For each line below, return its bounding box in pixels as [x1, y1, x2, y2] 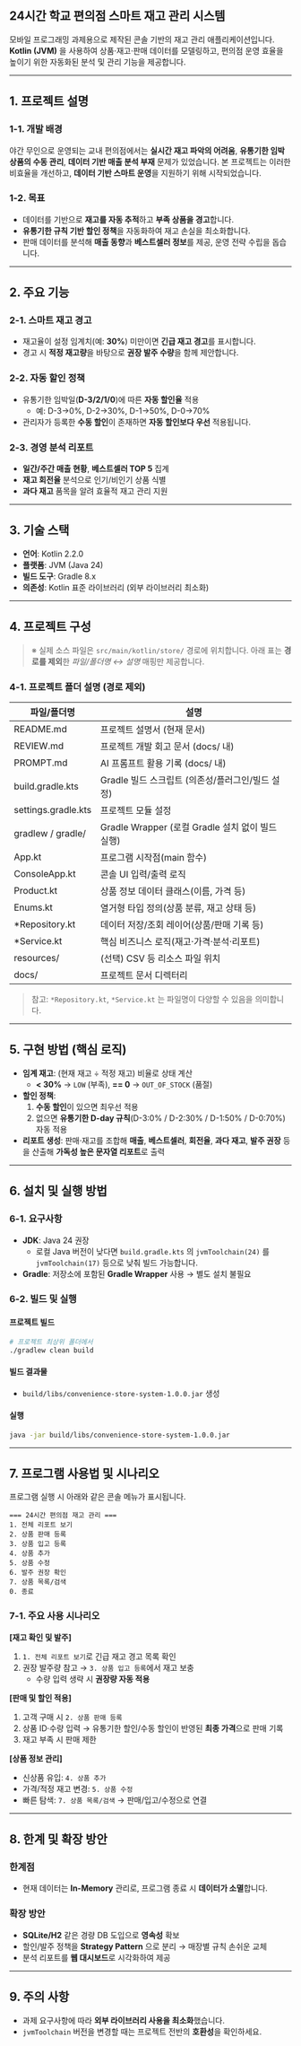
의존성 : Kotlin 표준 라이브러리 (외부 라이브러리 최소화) [21, 581, 210, 592]
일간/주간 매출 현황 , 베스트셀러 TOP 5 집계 [21, 463, 170, 474]
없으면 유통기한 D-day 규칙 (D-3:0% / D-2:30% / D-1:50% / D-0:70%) [35, 1112, 287, 1124]
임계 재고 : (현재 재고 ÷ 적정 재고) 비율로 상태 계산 [21, 1067, 193, 1079]
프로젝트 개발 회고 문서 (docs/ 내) [99, 740, 235, 752]
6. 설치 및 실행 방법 [9, 1184, 107, 1199]
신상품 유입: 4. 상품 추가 [21, 1771, 107, 1783]
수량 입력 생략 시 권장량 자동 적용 [35, 1673, 150, 1684]
